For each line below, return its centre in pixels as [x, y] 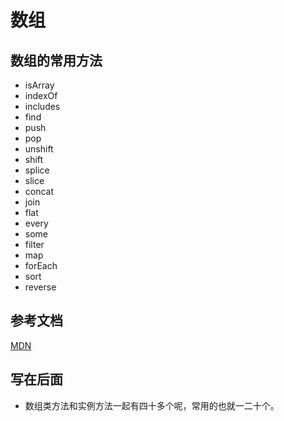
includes [42, 106]
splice [37, 170]
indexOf [41, 95]
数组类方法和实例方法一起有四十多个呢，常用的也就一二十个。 [152, 405]
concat [39, 191]
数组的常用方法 [56, 60]
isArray [39, 85]
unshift [39, 149]
